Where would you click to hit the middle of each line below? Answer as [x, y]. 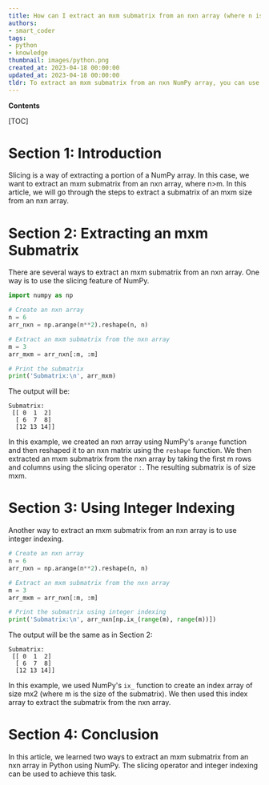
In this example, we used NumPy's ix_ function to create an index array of [130, 686]
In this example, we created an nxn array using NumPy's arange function [127, 442]
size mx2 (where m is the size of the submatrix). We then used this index [128, 694]
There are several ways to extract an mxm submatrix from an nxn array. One [134, 272]
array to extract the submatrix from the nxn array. [90, 703]
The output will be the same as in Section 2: [80, 635]
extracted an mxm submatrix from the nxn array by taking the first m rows [130, 459]
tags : [17, 38]
